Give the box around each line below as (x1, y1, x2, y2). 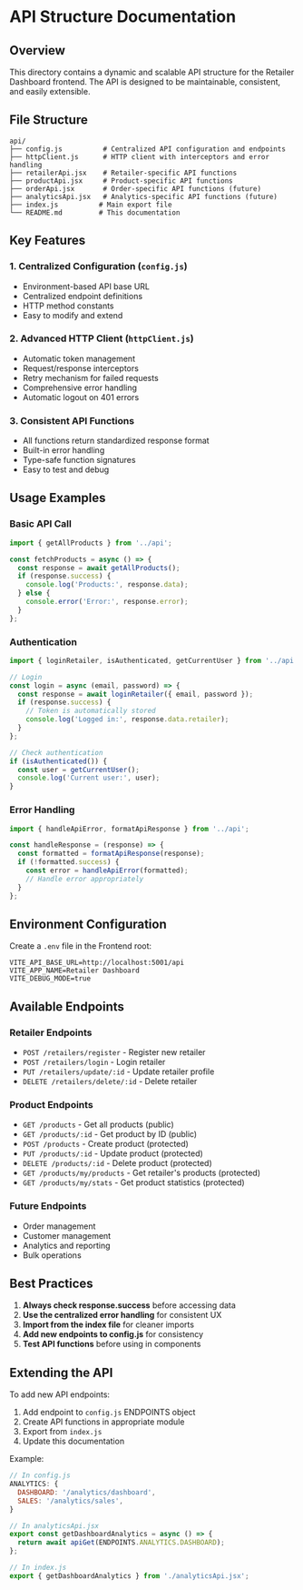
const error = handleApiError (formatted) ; (25, 866, 189, 875)
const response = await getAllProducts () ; (17, 563, 181, 572)
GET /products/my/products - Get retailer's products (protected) (22, 1167, 261, 1179)
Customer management (22, 1230, 112, 1241)
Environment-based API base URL (22, 280, 151, 292)
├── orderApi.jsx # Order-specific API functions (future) (9, 184, 261, 193)
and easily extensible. (9, 86, 91, 96)
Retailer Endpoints (9, 1026, 93, 1039)
